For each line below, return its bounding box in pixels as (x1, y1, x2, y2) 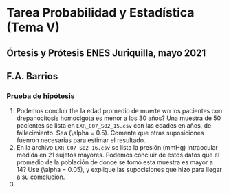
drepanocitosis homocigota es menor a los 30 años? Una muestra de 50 (16, 114, 221, 122)
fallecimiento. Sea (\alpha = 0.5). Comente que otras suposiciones (16, 129, 204, 137)
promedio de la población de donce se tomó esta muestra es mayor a (16, 158, 214, 166)
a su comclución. (16, 173, 65, 181)
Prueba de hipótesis (6, 91, 75, 101)
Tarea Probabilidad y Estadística (6, 5, 195, 21)
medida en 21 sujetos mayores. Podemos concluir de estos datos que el (16, 151, 220, 159)
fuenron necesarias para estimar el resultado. (16, 136, 146, 144)
